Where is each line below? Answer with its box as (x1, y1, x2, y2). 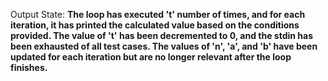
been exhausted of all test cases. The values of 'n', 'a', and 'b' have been (10, 40, 318, 52)
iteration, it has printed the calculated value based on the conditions (10, 19, 300, 31)
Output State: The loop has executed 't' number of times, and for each (10, 9, 306, 20)
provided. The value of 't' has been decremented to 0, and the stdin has (10, 30, 314, 41)
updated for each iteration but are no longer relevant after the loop (10, 51, 292, 63)
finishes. (10, 62, 48, 73)
